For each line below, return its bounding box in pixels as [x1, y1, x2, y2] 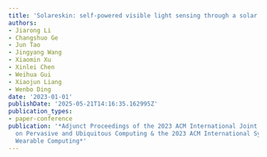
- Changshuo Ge [8, 33, 59, 42]
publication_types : [8, 108, 73, 116]
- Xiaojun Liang [8, 78, 62, 86]
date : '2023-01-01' [8, 93, 73, 101]
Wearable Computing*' [15, 136, 87, 145]
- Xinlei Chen [8, 63, 56, 71]
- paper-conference [8, 115, 73, 123]
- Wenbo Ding [8, 85, 52, 94]
